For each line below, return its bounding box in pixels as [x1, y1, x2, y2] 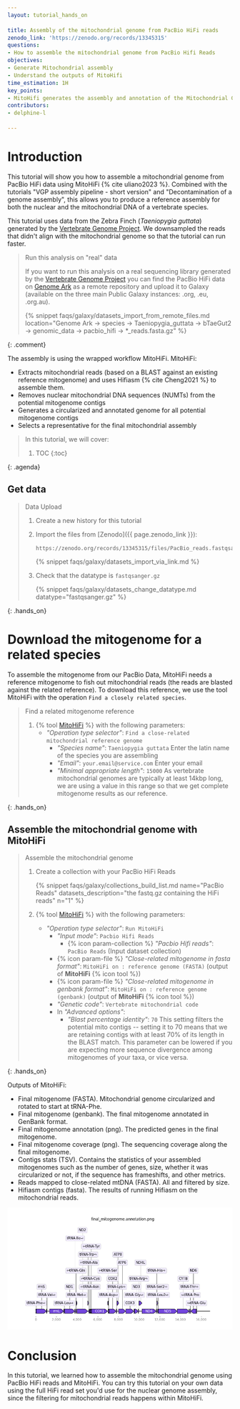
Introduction [7, 149, 83, 165]
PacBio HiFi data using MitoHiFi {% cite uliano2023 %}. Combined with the [7, 179, 227, 189]
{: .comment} [7, 340, 46, 349]
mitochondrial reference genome [46, 737, 143, 745]
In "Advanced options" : [56, 1007, 126, 1016]
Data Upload [24, 502, 62, 511]
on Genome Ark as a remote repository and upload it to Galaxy [24, 282, 209, 291]
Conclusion [7, 1348, 77, 1364]
